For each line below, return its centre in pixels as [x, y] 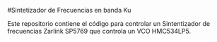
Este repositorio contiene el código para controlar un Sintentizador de [109, 23]
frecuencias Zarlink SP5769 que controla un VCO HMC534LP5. [99, 31]
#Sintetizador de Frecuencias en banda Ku [69, 10]
